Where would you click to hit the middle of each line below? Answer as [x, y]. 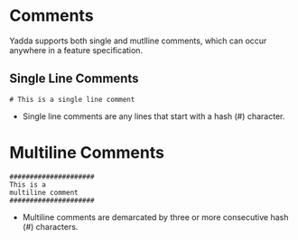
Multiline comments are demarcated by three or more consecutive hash [155, 217]
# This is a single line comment [72, 99]
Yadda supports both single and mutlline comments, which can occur [138, 41]
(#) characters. [50, 226]
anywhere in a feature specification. [76, 50]
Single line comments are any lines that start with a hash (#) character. [154, 116]
